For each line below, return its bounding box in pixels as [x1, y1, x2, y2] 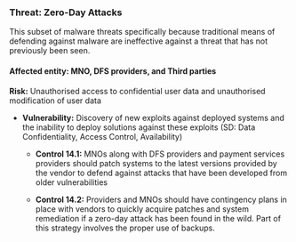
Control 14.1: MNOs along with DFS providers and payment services [35, 149, 285, 159]
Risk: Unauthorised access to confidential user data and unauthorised [9, 85, 266, 96]
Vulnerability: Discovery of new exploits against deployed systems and [21, 112, 284, 123]
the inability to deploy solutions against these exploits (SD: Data [21, 122, 256, 133]
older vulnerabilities [35, 176, 108, 188]
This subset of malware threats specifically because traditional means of [9, 27, 276, 37]
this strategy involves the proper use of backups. [35, 222, 215, 233]
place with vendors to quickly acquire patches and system [35, 203, 249, 214]
